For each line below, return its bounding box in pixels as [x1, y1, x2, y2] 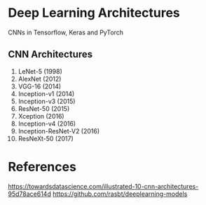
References [8, 159, 76, 175]
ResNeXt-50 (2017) [18, 134, 74, 143]
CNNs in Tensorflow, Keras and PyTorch [8, 28, 124, 37]
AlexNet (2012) [18, 74, 62, 83]
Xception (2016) [18, 112, 65, 120]
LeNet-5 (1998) [18, 67, 62, 75]
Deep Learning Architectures [8, 5, 181, 21]
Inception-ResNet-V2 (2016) [18, 126, 100, 135]
